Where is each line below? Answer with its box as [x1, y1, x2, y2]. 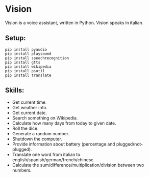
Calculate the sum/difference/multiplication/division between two [12, 162, 144, 168]
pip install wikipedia [5, 64, 51, 69]
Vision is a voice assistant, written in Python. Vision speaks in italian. [5, 20, 144, 26]
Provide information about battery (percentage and [12, 141, 115, 147]
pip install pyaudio [5, 47, 48, 52]
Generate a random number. [12, 130, 70, 136]
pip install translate [5, 73, 51, 78]
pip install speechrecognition [5, 56, 69, 60]
